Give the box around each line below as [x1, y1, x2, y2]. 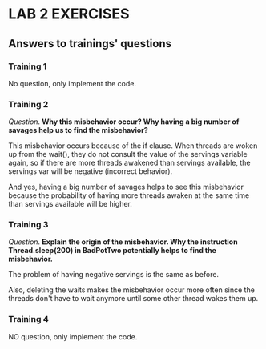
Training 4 [8, 314, 50, 325]
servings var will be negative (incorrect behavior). [8, 166, 173, 176]
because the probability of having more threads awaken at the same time [8, 191, 250, 200]
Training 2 [8, 98, 49, 110]
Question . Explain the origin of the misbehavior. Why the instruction [8, 237, 238, 247]
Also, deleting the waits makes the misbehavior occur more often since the [8, 285, 255, 295]
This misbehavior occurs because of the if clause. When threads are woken [8, 141, 258, 150]
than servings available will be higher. [8, 199, 132, 209]
